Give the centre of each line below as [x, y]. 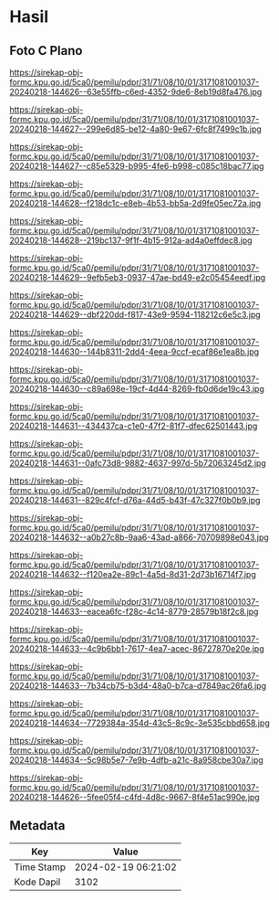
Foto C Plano [46, 51]
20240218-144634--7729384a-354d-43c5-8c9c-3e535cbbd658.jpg [140, 723]
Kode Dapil [37, 882]
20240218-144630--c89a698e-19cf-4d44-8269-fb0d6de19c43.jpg [137, 389]
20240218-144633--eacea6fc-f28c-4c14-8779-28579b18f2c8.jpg [134, 611]
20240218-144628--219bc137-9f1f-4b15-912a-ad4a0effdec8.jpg [131, 240]
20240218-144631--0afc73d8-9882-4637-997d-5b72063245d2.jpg [138, 463]
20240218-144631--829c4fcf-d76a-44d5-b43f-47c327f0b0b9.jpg [135, 500]
